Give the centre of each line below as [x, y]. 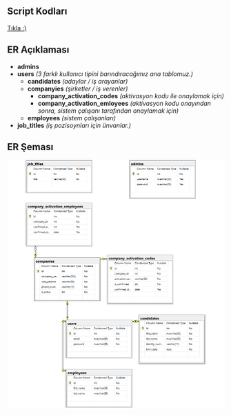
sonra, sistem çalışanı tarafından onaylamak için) [108, 111]
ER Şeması [30, 147]
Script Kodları [37, 11]
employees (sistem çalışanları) [71, 118]
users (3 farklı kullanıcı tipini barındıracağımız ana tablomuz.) [105, 74]
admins [28, 66]
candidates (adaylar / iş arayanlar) [78, 81]
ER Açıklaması [38, 50]
